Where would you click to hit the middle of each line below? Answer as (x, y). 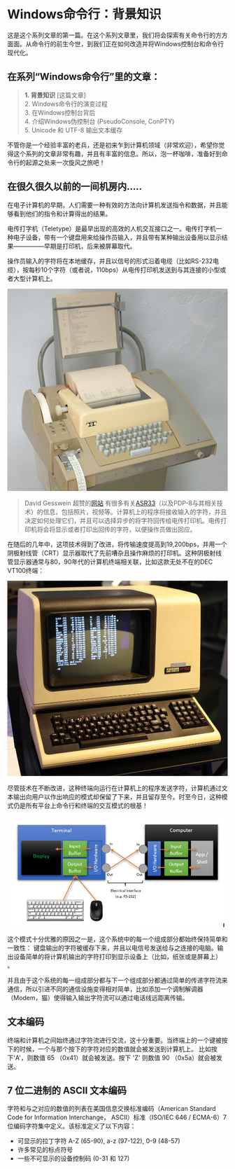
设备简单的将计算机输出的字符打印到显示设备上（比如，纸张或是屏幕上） (117, 956)
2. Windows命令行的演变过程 (66, 104)
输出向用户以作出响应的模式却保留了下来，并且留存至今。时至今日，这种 (117, 797)
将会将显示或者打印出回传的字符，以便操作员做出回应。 (116, 529)
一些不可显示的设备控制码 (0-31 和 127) (73, 1158)
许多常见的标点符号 (45, 1150)
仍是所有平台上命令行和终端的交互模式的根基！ (80, 805)
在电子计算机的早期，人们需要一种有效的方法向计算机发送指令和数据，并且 (114, 205)
